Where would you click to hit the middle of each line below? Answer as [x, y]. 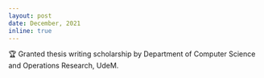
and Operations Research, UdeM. [64, 66]
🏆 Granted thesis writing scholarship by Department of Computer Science [132, 54]
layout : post [30, 16]
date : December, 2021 [45, 23]
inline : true [30, 31]
